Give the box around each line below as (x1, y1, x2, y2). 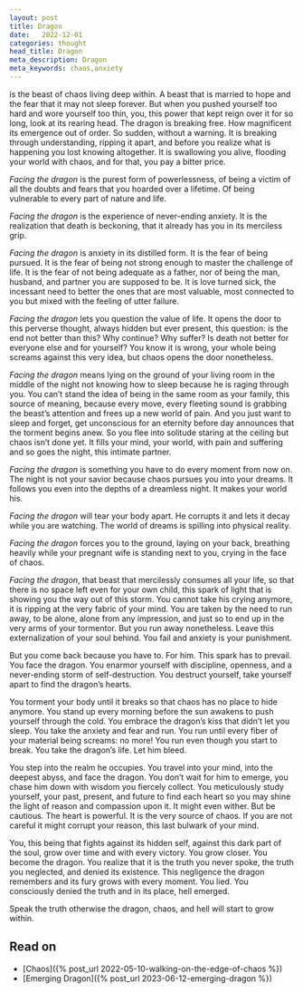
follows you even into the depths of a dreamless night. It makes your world (9, 482, 288, 494)
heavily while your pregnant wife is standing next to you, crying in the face (9, 547, 288, 558)
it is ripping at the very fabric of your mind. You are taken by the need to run (9, 603, 292, 614)
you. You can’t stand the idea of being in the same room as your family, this (9, 388, 290, 399)
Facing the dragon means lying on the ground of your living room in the (9, 369, 276, 380)
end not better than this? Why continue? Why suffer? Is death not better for (9, 332, 289, 343)
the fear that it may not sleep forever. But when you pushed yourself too (9, 98, 278, 109)
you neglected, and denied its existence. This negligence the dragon (9, 866, 265, 877)
